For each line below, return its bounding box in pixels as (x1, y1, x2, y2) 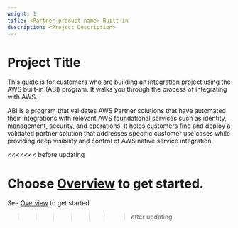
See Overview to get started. (7, 199, 92, 207)
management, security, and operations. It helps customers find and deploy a (7, 121, 231, 130)
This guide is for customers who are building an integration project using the (7, 77, 231, 86)
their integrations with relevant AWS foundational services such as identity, (7, 114, 227, 123)
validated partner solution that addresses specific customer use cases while (7, 129, 231, 138)
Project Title (7, 54, 81, 70)
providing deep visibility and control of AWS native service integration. (7, 136, 214, 146)
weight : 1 (7, 10, 37, 18)
